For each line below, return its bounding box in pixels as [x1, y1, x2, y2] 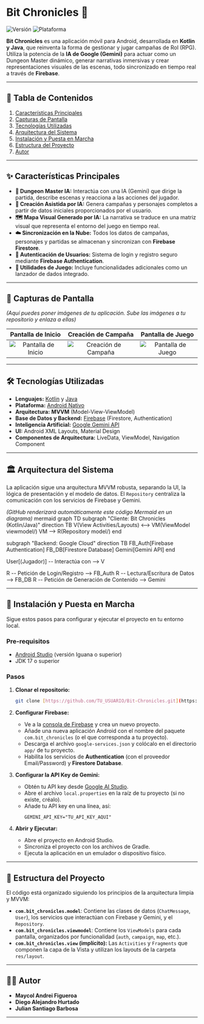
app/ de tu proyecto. [24, 747, 75, 754]
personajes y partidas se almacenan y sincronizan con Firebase [15, 238, 175, 245]
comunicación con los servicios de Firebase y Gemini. [6, 497, 141, 504]
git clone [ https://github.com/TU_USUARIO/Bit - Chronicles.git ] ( [15, 698, 182, 704]
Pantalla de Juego [140, 331, 194, 339]
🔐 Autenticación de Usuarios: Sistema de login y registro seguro [15, 250, 178, 258]
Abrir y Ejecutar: [15, 825, 58, 832]
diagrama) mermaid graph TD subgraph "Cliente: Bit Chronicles [6, 515, 166, 522]
